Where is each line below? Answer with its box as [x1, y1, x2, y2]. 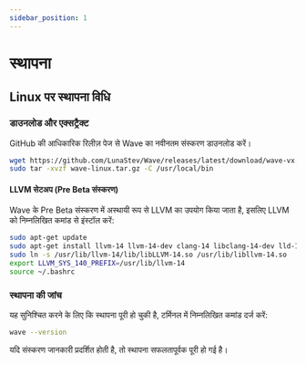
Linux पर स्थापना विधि [9, 89, 111, 105]
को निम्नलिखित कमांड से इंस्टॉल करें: [9, 215, 115, 226]
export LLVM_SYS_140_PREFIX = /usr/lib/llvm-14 [9, 259, 185, 268]
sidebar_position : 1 [9, 13, 88, 23]
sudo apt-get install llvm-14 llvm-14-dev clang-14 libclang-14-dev [9, 242, 275, 251]
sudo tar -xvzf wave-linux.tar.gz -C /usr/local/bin [9, 164, 214, 173]
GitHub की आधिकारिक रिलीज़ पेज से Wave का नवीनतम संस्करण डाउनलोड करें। [9, 138, 252, 149]
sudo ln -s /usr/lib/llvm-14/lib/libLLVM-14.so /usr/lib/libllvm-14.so [9, 250, 287, 260]
